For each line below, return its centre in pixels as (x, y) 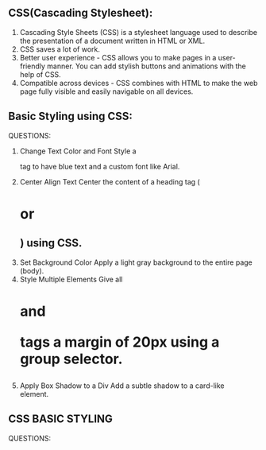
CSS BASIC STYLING (61, 419)
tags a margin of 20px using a (120, 342)
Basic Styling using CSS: (71, 116)
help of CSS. (40, 74)
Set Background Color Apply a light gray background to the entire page (136, 262)
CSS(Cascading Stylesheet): (81, 13)
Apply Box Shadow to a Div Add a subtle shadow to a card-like (122, 386)
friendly (33, 66)
